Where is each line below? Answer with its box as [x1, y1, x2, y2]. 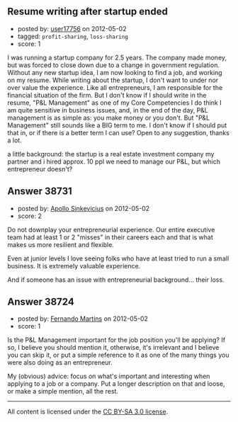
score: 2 [17, 212, 42, 220]
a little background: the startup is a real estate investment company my [7, 149, 215, 158]
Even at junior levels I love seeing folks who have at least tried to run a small [7, 254, 229, 263]
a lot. [7, 136, 23, 144]
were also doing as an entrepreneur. [7, 358, 113, 367]
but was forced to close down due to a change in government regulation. [7, 60, 220, 69]
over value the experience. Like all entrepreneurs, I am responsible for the [7, 83, 223, 91]
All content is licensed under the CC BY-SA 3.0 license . [7, 407, 169, 416]
